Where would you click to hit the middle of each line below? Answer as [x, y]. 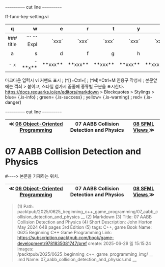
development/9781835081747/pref [52, 243]
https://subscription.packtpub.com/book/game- [66, 238]
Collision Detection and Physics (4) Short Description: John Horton [85, 222]
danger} [13, 102]
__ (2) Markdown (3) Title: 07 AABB [116, 217]
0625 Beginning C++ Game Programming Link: [64, 232]
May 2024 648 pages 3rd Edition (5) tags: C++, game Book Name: [84, 227]
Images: [25, 249]
